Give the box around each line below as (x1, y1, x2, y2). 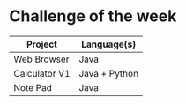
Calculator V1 (13, 67, 71, 79)
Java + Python (78, 67, 139, 79)
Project (26, 38, 57, 50)
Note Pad (13, 81, 53, 94)
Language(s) (81, 38, 137, 50)
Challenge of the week (9, 6, 177, 26)
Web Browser (13, 53, 70, 65)
